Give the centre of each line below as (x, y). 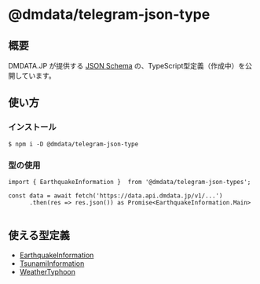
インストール (32, 127)
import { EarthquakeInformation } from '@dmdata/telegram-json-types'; (130, 182)
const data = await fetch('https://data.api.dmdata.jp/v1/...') (115, 195)
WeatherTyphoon (48, 271)
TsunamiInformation (52, 263)
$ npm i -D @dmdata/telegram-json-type (73, 144)
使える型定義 (39, 236)
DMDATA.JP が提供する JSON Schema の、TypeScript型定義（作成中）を (127, 66)
